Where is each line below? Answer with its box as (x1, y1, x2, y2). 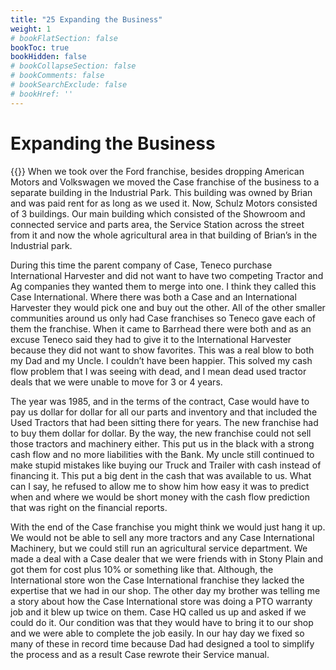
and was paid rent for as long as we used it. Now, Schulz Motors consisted (10, 197, 318, 209)
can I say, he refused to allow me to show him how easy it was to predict (10, 480, 310, 492)
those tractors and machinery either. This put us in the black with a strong (10, 437, 315, 450)
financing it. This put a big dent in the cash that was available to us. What (10, 469, 312, 481)
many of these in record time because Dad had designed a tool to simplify (10, 637, 315, 650)
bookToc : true (10, 42, 70, 53)
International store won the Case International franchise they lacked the (10, 574, 305, 586)
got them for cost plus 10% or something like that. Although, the (10, 563, 274, 575)
